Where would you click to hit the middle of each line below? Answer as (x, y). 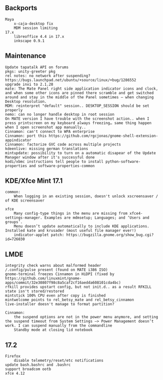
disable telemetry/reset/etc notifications (59, 361)
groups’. (14, 222)
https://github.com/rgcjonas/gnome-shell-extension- (103, 136)
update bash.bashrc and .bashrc (38, 365)
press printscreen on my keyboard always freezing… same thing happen (78, 123)
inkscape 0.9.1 (29, 41)
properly (14, 110)
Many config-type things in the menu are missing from (71, 214)
